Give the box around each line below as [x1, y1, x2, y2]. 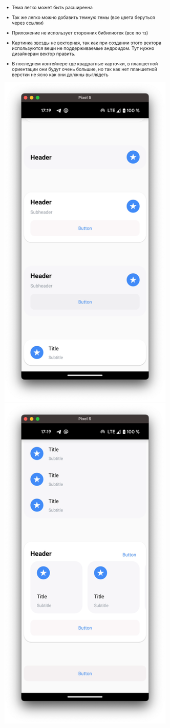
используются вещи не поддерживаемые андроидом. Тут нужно [11, 45, 155, 51]
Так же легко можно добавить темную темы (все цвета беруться [11, 14, 155, 20]
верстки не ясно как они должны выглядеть [11, 72, 109, 78]
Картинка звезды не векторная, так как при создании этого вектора [11, 40, 162, 46]
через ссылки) [11, 20, 44, 26]
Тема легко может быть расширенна [11, 5, 93, 10]
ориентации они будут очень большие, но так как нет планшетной [11, 66, 157, 72]
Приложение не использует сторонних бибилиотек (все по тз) [11, 30, 148, 35]
